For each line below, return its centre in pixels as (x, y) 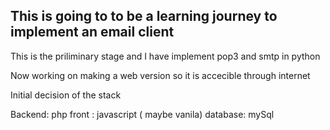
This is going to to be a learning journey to (144, 16)
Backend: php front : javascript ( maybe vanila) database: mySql (142, 114)
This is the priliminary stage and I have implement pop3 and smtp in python (165, 56)
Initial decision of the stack (66, 95)
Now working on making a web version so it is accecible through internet (160, 75)
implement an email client (92, 32)
